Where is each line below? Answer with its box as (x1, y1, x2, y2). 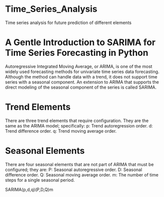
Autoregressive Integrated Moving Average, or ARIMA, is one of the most (5, 63, 153, 69)
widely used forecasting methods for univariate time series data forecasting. (5, 69, 160, 74)
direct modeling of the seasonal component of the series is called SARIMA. (5, 84, 157, 90)
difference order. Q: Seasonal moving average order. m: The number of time (5, 172, 159, 177)
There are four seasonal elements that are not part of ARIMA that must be (5, 161, 154, 167)
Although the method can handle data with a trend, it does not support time (5, 74, 158, 79)
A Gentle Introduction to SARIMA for (5, 37, 156, 48)
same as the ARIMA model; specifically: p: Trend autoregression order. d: (5, 123, 153, 128)
